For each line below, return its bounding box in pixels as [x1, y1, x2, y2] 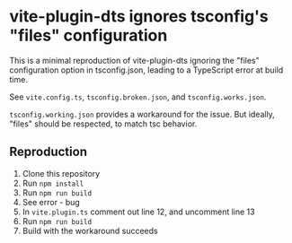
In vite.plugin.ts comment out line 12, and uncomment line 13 [22, 206, 255, 217]
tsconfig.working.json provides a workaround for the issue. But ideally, [9, 108, 276, 119]
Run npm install [22, 178, 84, 188]
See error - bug [22, 196, 81, 207]
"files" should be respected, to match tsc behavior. [9, 118, 198, 129]
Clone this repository [22, 168, 101, 178]
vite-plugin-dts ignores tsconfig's [9, 6, 270, 27]
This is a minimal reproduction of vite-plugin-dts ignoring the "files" [9, 55, 260, 65]
